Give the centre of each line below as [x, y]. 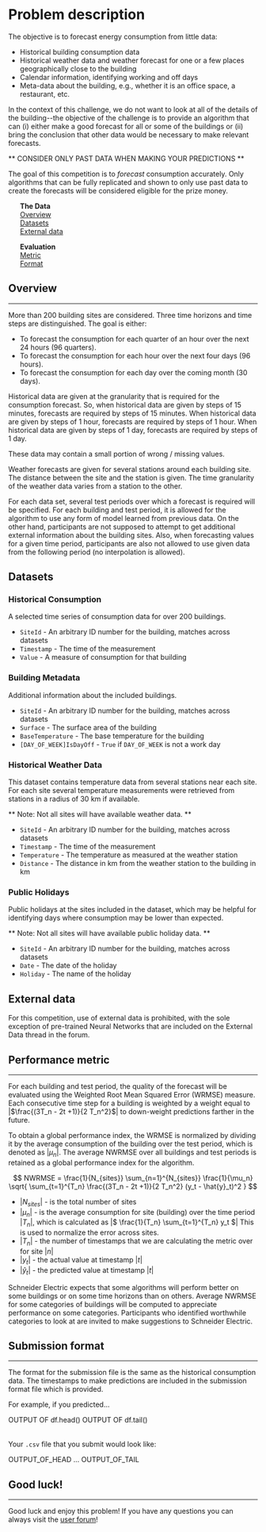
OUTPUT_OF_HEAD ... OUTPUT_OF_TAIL [74, 1460]
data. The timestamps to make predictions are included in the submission [127, 1381]
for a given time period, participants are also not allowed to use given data [129, 543]
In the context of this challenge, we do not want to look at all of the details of [133, 109]
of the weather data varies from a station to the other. [95, 486]
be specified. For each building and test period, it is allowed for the [117, 510]
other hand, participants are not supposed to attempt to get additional [122, 527]
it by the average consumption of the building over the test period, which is [131, 1143]
